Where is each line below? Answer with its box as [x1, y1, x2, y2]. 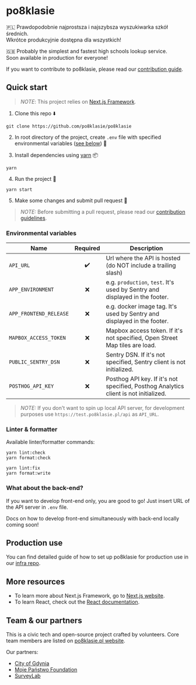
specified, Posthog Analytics [106, 382, 184, 391]
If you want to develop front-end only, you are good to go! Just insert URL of [6, 497, 190, 504]
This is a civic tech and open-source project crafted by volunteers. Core [6, 631, 179, 638]
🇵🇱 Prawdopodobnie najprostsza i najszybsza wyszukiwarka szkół [6, 23, 168, 30]
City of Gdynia [14, 660, 50, 667]
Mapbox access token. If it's [106, 327, 183, 335]
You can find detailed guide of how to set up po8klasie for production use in [6, 553, 188, 560]
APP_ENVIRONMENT [9, 286, 54, 293]
